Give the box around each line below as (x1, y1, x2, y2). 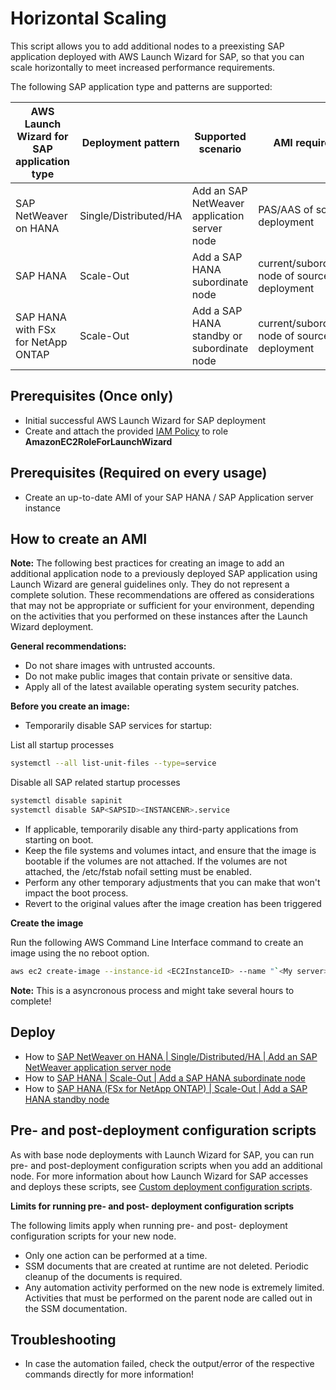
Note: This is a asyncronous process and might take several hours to (10, 984, 295, 996)
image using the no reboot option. (10, 947, 150, 959)
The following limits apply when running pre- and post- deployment (10, 1219, 288, 1231)
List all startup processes (10, 739, 115, 751)
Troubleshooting (10, 1331, 117, 1348)
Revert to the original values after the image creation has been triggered (24, 898, 322, 909)
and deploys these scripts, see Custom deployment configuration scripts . (10, 1180, 313, 1192)
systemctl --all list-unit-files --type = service (10, 758, 217, 769)
